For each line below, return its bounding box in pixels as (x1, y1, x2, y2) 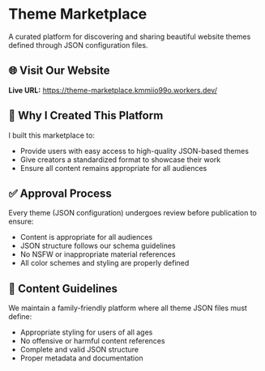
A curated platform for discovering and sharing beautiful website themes (8, 32, 251, 41)
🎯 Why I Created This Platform (8, 109, 164, 122)
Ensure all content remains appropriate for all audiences (19, 163, 207, 173)
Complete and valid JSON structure (19, 345, 139, 355)
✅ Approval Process (8, 186, 112, 200)
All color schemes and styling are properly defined (19, 258, 190, 268)
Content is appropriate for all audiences (19, 232, 153, 242)
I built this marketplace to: (8, 130, 96, 140)
